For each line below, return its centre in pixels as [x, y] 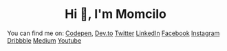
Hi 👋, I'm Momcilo [116, 14]
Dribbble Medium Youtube [44, 40]
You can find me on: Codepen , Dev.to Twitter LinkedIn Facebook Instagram [113, 33]
